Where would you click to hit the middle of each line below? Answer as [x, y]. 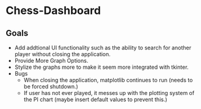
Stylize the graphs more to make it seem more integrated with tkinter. [101, 67]
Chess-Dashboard [53, 11]
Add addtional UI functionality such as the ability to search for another [103, 47]
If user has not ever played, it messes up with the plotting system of [109, 93]
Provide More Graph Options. [51, 61]
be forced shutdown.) [51, 86]
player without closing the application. [63, 54]
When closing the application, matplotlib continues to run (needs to [108, 80]
